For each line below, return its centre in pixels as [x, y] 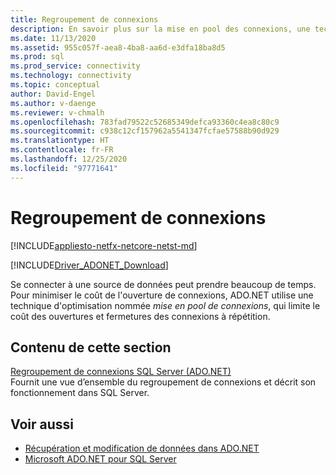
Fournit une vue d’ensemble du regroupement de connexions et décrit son [163, 382]
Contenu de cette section [91, 347]
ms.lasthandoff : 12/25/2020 [69, 159]
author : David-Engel [53, 94]
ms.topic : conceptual [55, 85]
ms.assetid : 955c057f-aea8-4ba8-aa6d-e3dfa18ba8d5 [118, 47]
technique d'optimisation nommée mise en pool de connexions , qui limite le [165, 305]
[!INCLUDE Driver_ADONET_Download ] [89, 265]
